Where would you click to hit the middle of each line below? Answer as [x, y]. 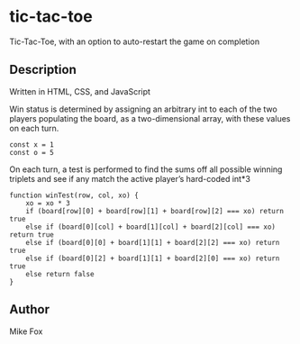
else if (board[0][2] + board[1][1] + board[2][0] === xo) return [153, 258]
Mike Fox [26, 331]
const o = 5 [32, 152]
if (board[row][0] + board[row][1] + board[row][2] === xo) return [155, 211]
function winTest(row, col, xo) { [74, 195]
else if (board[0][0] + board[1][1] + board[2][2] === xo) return [153, 242]
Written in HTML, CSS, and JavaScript [80, 91]
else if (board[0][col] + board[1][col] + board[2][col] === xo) [151, 227]
